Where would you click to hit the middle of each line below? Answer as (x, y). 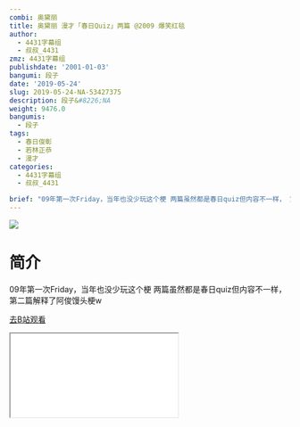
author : (24, 34)
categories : (31, 167)
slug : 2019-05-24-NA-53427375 (66, 92)
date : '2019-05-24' (46, 84)
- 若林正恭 (35, 150)
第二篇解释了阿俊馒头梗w (56, 300)
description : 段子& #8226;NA (60, 100)
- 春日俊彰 (35, 142)
